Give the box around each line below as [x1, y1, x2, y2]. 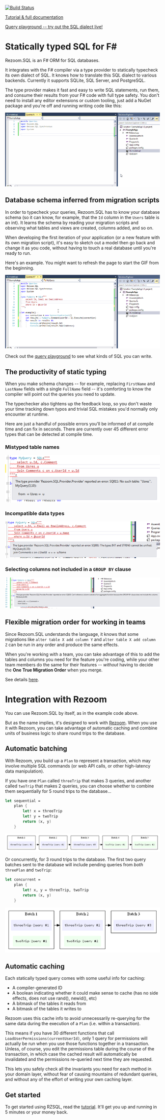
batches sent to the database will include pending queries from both [5, 862, 143, 868]
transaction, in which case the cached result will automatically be [5, 1051, 137, 1057]
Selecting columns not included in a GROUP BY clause [5, 566, 132, 573]
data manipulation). [5, 768, 44, 774]
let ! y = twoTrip [23, 814, 58, 819]
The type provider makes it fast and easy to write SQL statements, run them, [5, 87, 160, 93]
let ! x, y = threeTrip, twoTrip [23, 888, 89, 893]
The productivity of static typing [5, 368, 107, 376]
